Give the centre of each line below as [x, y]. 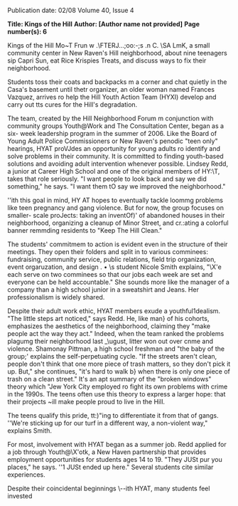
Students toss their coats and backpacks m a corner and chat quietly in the [117, 82]
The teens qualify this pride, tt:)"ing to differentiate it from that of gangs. [113, 415]
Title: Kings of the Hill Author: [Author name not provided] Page [104, 24]
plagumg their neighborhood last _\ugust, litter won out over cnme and [110, 341]
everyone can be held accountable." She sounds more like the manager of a [118, 282]
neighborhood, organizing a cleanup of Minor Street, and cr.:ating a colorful [118, 223]
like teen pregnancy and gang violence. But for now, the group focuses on [115, 208]
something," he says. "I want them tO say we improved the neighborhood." [117, 186]
